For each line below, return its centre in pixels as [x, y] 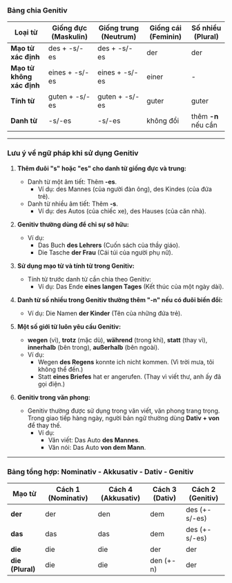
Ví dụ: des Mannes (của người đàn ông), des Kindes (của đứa [125, 189]
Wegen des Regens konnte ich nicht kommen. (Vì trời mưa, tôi [126, 362]
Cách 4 [120, 489]
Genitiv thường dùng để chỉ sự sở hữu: [73, 224]
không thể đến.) [60, 369]
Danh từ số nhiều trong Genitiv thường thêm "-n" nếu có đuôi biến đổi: [120, 299]
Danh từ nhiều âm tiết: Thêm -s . [73, 204]
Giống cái [165, 28]
